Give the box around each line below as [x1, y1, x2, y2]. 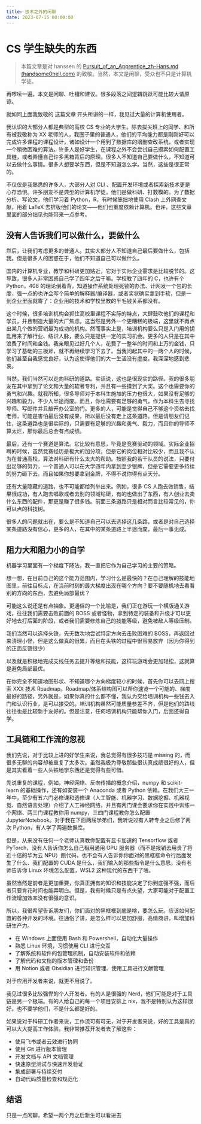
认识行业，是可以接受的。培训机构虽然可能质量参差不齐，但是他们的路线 [16, 700, 195, 707]
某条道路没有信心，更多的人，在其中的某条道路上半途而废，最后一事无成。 [6, 525, 190, 533]
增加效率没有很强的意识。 [16, 894, 80, 901]
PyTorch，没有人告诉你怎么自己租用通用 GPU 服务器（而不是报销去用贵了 [6, 844, 187, 851]
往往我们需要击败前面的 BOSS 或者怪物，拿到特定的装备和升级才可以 [16, 610, 186, 617]
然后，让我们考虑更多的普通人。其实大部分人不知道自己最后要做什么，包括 [6, 247, 190, 254]
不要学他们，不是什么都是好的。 [22, 1005, 100, 1012]
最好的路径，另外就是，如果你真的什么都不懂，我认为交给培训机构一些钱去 [6, 692, 190, 700]
